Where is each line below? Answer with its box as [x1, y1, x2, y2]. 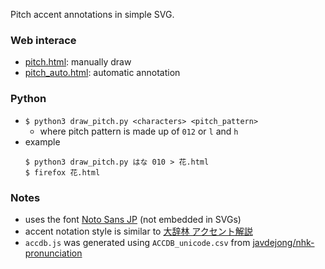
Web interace [10, 33, 77, 47]
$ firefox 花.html [24, 167, 101, 178]
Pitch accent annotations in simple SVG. [10, 9, 175, 20]
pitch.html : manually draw [24, 56, 132, 68]
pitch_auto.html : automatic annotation [24, 67, 181, 79]
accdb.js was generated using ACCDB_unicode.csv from [24, 236, 251, 248]
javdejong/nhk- [252, 236, 315, 248]
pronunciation [24, 247, 83, 259]
